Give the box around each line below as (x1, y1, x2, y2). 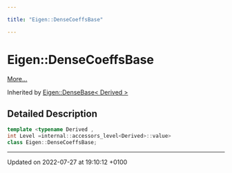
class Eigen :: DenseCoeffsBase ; (7, 139, 97, 146)
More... (7, 74, 28, 83)
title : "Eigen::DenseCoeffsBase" (7, 16, 104, 23)
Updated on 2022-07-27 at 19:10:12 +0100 (7, 158, 128, 166)
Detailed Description (7, 108, 98, 119)
